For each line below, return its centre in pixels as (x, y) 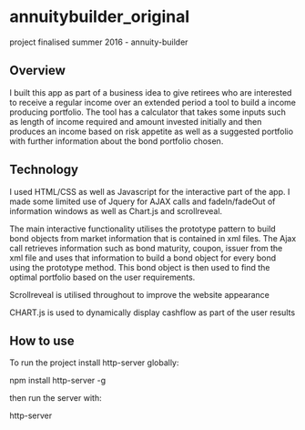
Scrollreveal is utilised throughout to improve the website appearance (140, 294)
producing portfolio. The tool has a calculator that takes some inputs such (148, 112)
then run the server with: (56, 398)
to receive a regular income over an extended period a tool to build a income (152, 102)
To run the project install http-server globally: (94, 363)
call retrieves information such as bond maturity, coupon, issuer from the (146, 248)
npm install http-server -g (58, 381)
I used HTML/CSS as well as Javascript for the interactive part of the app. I (150, 191)
